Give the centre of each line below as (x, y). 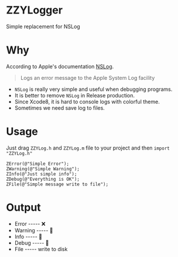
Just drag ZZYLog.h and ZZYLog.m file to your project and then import (88, 148)
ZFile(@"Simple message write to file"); (57, 184)
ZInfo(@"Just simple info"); (42, 174)
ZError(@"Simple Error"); (37, 164)
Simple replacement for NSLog (43, 26)
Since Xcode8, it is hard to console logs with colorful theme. (87, 102)
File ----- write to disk (41, 249)
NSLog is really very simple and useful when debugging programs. (93, 89)
